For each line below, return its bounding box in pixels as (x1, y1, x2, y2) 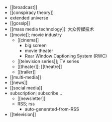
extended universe (9, 15, 49, 20)
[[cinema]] (17, 37, 39, 43)
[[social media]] (9, 85, 42, 90)
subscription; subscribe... (9, 90, 62, 96)
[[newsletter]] (17, 95, 46, 101)
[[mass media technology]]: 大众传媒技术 (9, 26, 95, 32)
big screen (24, 42, 47, 48)
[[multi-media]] (9, 74, 41, 80)
